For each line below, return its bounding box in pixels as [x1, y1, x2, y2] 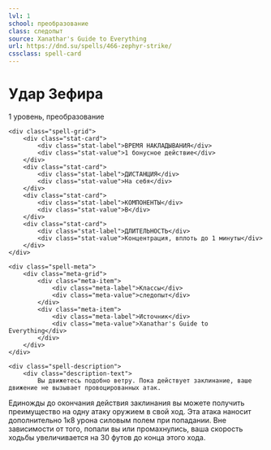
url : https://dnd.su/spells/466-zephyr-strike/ [8, 42, 173, 50]
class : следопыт [8, 27, 63, 35]
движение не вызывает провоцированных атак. [8, 383, 161, 391]
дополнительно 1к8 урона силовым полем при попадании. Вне [8, 415, 227, 425]
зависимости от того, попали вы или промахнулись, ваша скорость [8, 424, 243, 434]
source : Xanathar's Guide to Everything [8, 34, 148, 43]
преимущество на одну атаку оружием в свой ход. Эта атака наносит [8, 406, 252, 416]
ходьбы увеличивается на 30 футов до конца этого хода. [8, 432, 206, 442]
